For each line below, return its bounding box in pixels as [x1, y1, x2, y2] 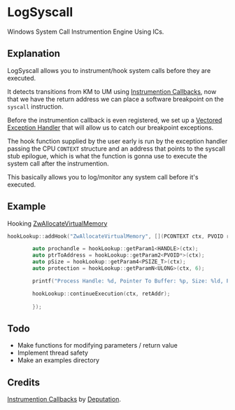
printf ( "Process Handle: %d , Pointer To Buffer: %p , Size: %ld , [32, 278, 224, 285]
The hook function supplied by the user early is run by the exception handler [7, 137, 228, 145]
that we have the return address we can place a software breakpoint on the [7, 95, 224, 103]
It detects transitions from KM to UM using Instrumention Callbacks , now [7, 87, 217, 95]
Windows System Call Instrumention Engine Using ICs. [7, 27, 164, 36]
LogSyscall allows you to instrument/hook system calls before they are [7, 66, 211, 74]
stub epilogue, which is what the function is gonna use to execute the [7, 151, 208, 160]
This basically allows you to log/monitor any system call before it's [7, 172, 199, 181]
